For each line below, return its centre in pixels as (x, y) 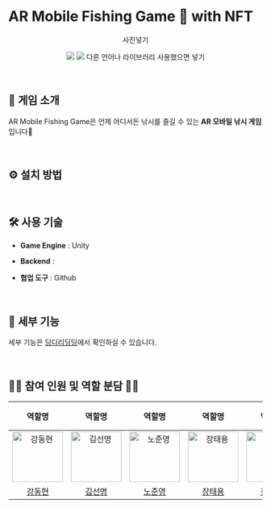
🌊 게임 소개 (34, 100)
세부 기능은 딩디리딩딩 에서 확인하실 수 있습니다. (83, 343)
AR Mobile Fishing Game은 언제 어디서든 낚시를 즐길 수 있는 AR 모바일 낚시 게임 (135, 121)
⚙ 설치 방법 (35, 175)
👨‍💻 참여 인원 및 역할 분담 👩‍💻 (74, 386)
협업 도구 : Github (48, 278)
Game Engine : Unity (55, 246)
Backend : (37, 261)
